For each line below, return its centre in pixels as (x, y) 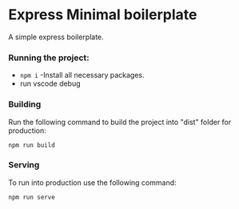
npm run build (32, 145)
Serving (24, 165)
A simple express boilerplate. (56, 37)
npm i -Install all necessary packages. (82, 75)
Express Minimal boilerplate (103, 15)
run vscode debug (50, 84)
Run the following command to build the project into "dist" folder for (120, 122)
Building (25, 104)
